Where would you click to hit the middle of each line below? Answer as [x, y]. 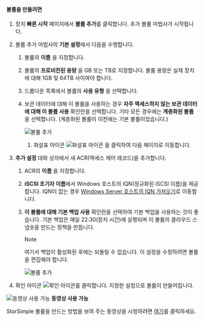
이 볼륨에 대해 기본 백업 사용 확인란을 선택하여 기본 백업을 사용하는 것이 [108, 212]
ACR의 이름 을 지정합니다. [55, 171]
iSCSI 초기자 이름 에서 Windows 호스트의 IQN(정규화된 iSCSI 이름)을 [106, 184]
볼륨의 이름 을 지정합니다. [55, 57]
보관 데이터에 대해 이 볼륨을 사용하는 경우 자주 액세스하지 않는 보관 [103, 104]
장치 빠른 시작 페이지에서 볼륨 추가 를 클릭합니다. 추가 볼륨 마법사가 [94, 24]
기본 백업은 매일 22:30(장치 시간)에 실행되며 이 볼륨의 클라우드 [117, 220]
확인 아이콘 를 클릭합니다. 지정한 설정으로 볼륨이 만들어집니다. [104, 286]
